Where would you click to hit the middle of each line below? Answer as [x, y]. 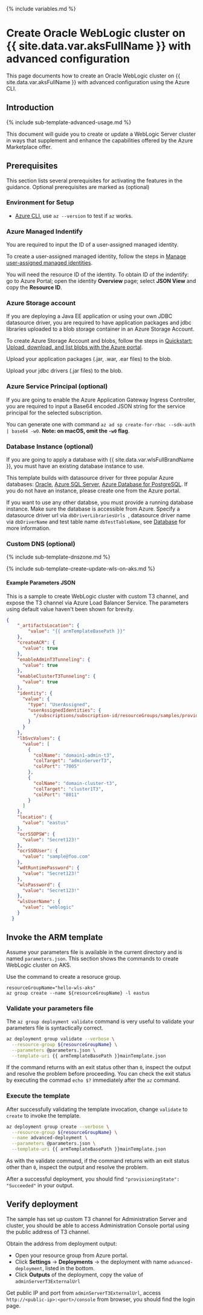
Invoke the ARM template [55, 937]
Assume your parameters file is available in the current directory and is [94, 952]
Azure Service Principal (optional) [57, 386]
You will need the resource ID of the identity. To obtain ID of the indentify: [98, 274]
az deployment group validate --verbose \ [60, 1039]
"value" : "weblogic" [48, 907]
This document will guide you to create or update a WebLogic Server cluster [101, 134]
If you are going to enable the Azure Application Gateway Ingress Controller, [101, 400]
